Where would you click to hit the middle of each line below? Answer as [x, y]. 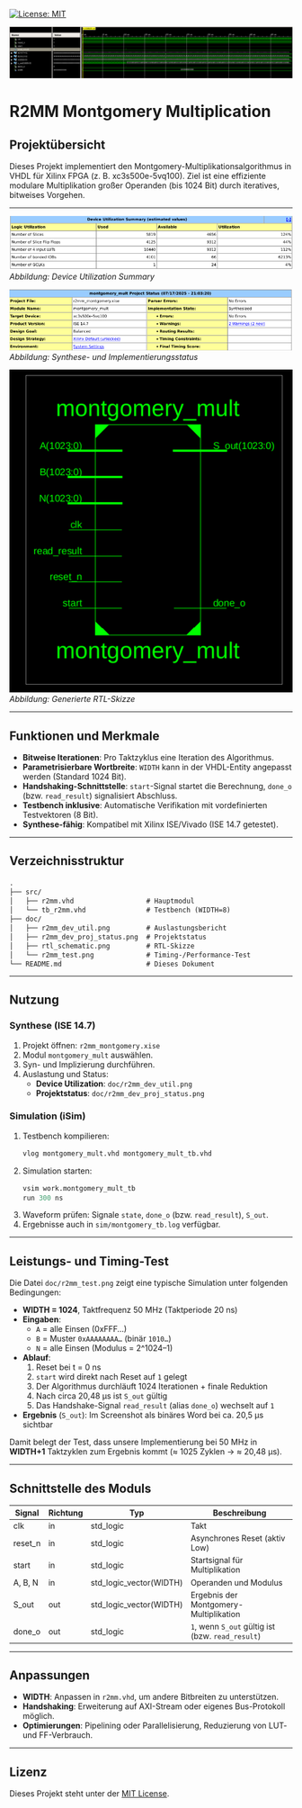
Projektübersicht [58, 144]
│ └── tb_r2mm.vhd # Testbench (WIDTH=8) [120, 910]
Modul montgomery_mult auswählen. [88, 1055]
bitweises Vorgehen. [47, 195]
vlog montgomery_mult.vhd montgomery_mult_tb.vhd [117, 1153]
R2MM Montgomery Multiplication [140, 112]
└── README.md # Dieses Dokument [112, 964]
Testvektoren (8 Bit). [60, 815]
